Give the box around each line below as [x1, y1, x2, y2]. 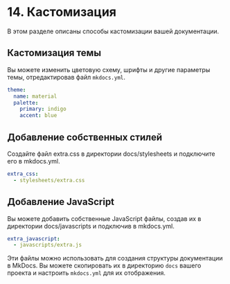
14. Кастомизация [7, 4, 116, 20]
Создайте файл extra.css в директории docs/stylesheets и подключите [7, 150, 215, 158]
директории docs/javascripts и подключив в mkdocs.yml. [7, 222, 175, 230]
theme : [7, 86, 26, 94]
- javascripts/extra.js [13, 242, 82, 249]
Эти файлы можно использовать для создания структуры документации [7, 254, 223, 263]
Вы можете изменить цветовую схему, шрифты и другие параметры [7, 65, 211, 73]
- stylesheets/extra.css [13, 177, 85, 184]
